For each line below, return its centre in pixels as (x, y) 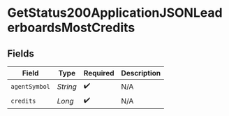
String (67, 87)
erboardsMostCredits (71, 28)
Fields (21, 53)
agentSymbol (31, 86)
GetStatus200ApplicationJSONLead (115, 13)
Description (141, 73)
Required (99, 73)
